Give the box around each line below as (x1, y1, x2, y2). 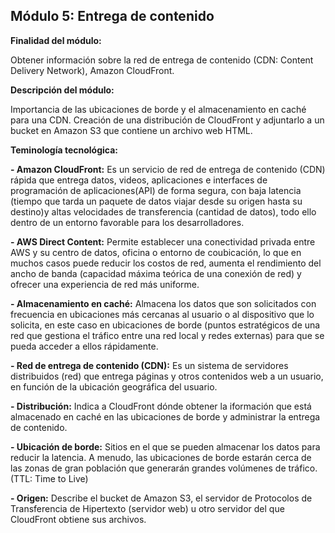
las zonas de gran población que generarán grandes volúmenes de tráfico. (10, 462, 318, 474)
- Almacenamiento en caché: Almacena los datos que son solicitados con (10, 297, 317, 309)
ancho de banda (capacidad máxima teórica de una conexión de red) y (10, 267, 302, 279)
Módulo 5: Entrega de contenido (10, 8, 215, 25)
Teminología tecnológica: (10, 144, 118, 156)
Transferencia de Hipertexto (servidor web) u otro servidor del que (10, 502, 285, 514)
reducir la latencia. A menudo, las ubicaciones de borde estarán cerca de (10, 451, 312, 463)
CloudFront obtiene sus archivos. (10, 513, 147, 525)
